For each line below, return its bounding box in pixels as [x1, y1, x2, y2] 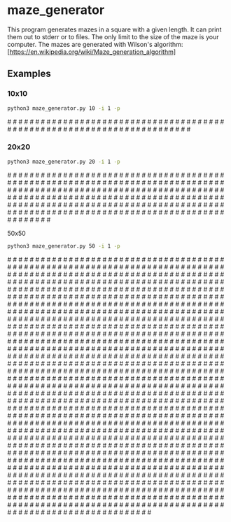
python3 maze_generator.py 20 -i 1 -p [7, 158, 120, 165]
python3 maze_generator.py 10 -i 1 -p [7, 104, 120, 112]
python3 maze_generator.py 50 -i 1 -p [7, 242, 120, 250]
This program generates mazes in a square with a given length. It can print [7, 25, 222, 34]
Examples [7, 68, 51, 80]
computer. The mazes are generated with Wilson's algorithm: [7, 40, 183, 48]
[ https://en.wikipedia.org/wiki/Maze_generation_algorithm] [7, 48, 176, 56]
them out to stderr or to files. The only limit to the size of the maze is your [7, 32, 219, 41]
